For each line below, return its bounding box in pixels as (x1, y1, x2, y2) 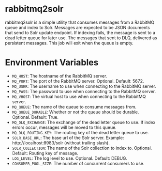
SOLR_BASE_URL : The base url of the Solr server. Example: (12, 135, 124, 140)
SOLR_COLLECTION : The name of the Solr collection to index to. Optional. (12, 145, 152, 151)
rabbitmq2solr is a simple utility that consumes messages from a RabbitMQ (5, 19, 155, 25)
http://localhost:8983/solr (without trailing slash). (12, 140, 110, 146)
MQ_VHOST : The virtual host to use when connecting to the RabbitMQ (12, 93, 146, 99)
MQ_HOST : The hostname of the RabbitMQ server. (12, 73, 107, 78)
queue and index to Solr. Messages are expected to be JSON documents (5, 24, 150, 30)
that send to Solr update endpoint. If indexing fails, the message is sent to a (5, 30, 156, 35)
